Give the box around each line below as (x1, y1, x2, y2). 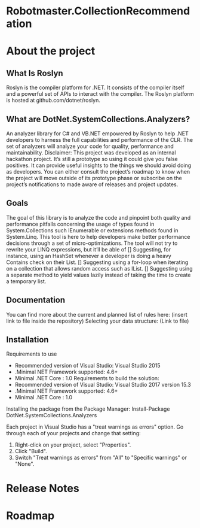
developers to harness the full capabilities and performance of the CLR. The (6, 136, 193, 143)
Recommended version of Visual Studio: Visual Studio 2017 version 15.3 (14, 381, 191, 389)
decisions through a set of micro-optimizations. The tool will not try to (6, 239, 178, 247)
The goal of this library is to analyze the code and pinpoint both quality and (6, 214, 191, 221)
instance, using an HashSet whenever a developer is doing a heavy (6, 252, 171, 259)
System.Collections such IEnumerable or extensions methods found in (6, 226, 179, 234)
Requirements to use (6, 350, 57, 357)
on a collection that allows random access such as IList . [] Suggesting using (6, 265, 193, 272)
